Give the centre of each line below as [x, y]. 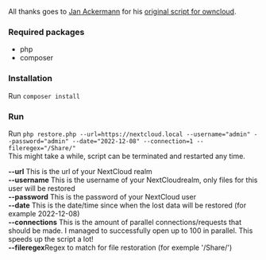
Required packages [46, 32]
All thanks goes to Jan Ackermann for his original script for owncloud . [122, 12]
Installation [31, 79]
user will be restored [42, 188]
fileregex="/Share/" [42, 148]
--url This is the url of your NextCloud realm [80, 171]
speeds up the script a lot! [51, 239]
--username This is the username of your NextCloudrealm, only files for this [133, 180]
